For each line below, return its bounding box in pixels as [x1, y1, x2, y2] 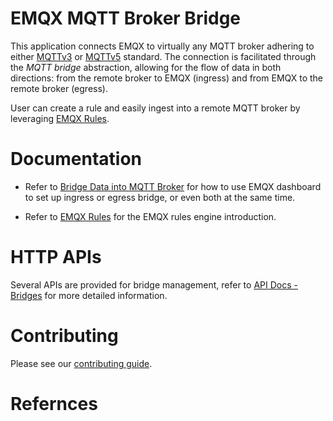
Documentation [10, 148, 143, 171]
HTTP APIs [10, 246, 102, 269]
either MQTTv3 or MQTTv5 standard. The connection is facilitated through [10, 50, 317, 62]
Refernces [10, 392, 98, 415]
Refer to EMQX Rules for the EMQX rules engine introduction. [24, 210, 277, 222]
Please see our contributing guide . [10, 357, 153, 369]
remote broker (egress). [10, 82, 108, 94]
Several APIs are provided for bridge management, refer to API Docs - [10, 278, 298, 291]
